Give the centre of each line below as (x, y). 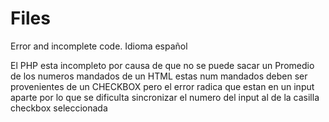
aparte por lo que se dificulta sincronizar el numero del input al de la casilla (165, 97)
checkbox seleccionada (59, 108)
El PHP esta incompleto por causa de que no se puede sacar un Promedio (162, 65)
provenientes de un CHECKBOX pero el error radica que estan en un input (162, 86)
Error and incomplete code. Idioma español (99, 46)
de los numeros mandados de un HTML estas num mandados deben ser (159, 76)
